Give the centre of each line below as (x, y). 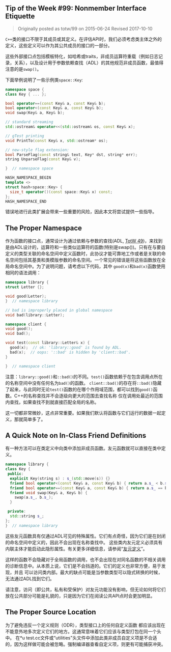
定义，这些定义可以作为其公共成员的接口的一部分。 (59, 45)
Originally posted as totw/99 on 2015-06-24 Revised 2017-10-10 (85, 29)
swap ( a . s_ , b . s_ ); (34, 498)
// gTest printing (25, 136)
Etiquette (20, 17)
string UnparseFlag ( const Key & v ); (43, 159)
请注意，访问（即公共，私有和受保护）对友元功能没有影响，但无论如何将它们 (85, 589)
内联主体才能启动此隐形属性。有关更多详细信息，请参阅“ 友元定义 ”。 (76, 549)
